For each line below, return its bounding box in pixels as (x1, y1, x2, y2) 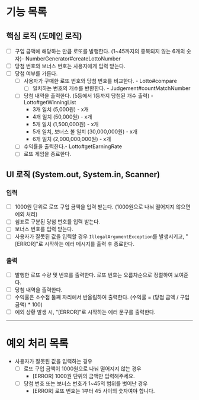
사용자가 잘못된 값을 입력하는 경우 (14, 357, 93, 364)
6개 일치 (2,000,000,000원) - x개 (32, 136, 111, 143)
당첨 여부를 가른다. (14, 70, 58, 77)
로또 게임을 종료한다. (23, 151, 72, 158)
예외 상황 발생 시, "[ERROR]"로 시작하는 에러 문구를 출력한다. (14, 308, 156, 315)
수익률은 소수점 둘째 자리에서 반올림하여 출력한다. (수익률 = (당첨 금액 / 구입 (14, 293, 190, 300)
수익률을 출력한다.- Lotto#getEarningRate (23, 143, 123, 150)
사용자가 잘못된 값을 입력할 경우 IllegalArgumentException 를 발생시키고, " (14, 233, 188, 240)
